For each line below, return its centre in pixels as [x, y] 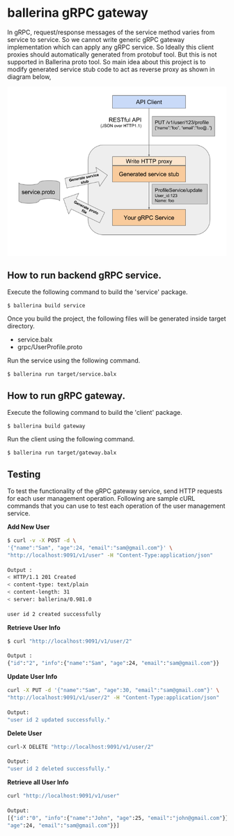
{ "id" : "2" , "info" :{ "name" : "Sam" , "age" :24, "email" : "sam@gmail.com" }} [113, 663]
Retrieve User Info [34, 627]
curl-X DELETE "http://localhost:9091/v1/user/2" [81, 747]
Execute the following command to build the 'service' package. [97, 292]
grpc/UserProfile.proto [50, 347]
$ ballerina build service [46, 306]
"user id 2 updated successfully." [59, 720]
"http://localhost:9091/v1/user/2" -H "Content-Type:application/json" [113, 698]
